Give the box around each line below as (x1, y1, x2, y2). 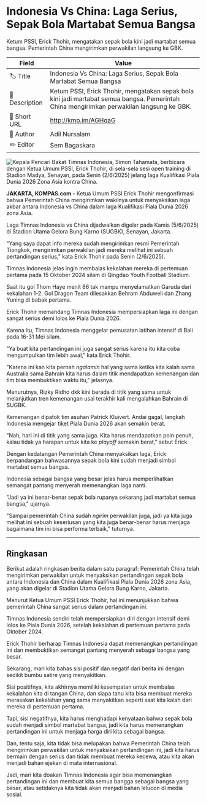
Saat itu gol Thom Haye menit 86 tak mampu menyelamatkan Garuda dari (6, 283, 191, 290)
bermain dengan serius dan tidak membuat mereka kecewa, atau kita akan (6, 753, 194, 760)
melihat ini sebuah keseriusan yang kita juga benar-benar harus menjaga (6, 518, 190, 526)
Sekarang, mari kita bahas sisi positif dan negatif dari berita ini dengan (6, 665, 185, 672)
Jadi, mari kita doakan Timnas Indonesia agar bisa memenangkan (6, 771, 172, 778)
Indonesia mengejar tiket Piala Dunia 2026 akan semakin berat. (6, 420, 166, 427)
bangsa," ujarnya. (6, 499, 51, 507)
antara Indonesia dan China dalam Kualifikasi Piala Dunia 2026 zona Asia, (6, 578, 192, 585)
